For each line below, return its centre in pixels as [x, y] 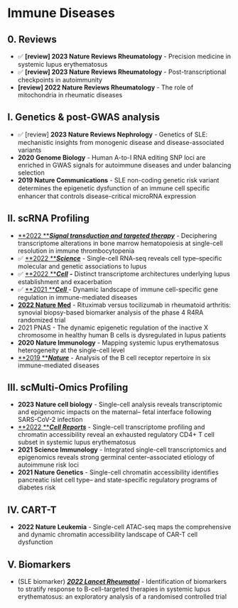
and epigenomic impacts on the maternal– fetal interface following [114, 412]
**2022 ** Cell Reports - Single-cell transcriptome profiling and [111, 427]
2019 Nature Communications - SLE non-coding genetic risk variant [118, 180]
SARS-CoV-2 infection [50, 420]
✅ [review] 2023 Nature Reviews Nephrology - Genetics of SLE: [113, 134]
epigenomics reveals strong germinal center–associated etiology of [116, 457]
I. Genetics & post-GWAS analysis [84, 118]
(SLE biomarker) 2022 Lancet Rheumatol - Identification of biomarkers [122, 582]
